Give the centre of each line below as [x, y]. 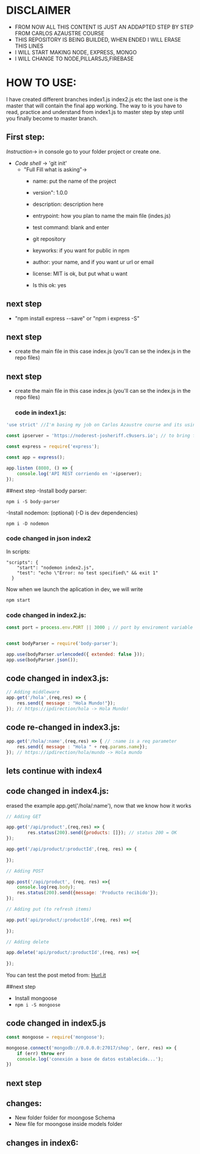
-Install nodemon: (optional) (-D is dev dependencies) [72, 513]
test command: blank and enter [71, 227]
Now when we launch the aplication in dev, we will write [75, 589]
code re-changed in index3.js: [63, 727]
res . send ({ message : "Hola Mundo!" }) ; [66, 703]
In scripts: [18, 551]
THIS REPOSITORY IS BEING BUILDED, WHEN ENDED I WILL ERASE [98, 39]
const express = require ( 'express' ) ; [53, 447]
